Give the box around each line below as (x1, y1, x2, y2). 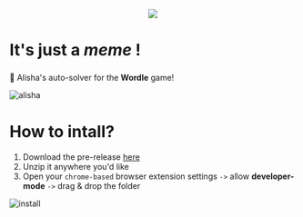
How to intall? (9, 122, 116, 143)
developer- (251, 171, 295, 182)
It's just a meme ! (9, 40, 141, 61)
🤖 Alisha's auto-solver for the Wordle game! (9, 73, 175, 84)
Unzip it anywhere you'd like (22, 162, 129, 173)
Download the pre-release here (22, 152, 141, 163)
